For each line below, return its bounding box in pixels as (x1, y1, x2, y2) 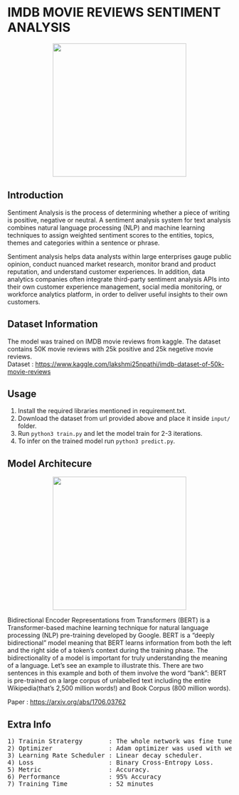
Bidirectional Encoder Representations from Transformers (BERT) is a (7, 616, 211, 624)
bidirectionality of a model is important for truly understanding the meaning (7, 653, 228, 662)
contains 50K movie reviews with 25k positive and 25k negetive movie (7, 344, 213, 353)
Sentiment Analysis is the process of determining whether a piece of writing (7, 208, 230, 217)
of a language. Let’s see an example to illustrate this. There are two (7, 661, 204, 670)
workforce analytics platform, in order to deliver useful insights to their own (7, 289, 228, 299)
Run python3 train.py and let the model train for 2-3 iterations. (17, 429, 203, 438)
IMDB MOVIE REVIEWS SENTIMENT (7, 4, 221, 21)
